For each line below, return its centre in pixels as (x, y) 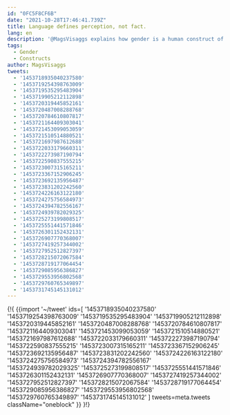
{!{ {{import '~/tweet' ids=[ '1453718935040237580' (82, 309)
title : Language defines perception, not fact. (77, 26)
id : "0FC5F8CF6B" (32, 13)
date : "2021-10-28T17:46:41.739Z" (57, 20)
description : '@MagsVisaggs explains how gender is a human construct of (116, 39)
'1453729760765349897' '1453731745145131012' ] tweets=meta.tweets (109, 397)
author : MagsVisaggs (37, 65)
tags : (15, 46)
